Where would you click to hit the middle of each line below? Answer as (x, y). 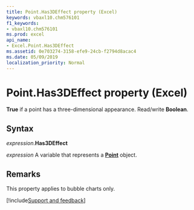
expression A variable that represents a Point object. (72, 155)
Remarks (24, 174)
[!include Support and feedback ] (46, 200)
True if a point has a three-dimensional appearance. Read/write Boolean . (97, 109)
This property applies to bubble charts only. (61, 189)
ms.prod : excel (25, 35)
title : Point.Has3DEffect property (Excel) (62, 12)
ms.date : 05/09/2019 (32, 57)
